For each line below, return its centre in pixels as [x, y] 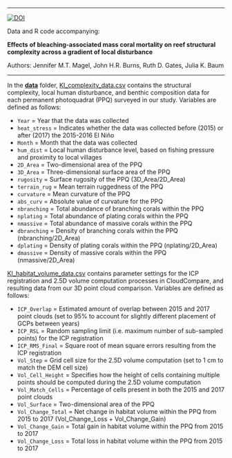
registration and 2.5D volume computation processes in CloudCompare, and [116, 281]
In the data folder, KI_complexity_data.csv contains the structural [99, 85]
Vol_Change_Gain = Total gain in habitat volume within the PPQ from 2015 [120, 426]
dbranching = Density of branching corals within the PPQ [97, 231]
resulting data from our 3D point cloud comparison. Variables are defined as [115, 288]
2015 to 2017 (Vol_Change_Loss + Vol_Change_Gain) [91, 419]
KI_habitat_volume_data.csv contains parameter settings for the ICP [103, 273]
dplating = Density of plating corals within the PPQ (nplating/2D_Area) [117, 245]
